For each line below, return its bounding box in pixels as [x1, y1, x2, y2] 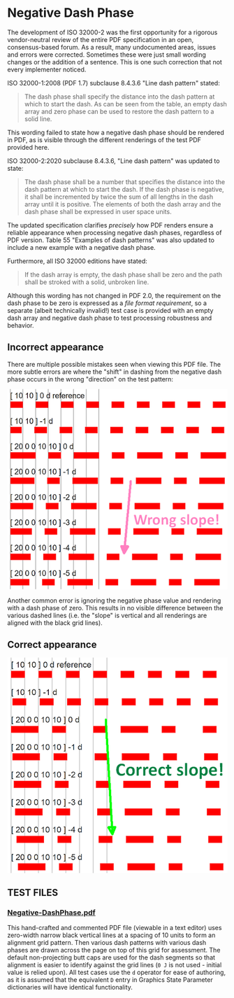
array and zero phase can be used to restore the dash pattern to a [24, 107, 214, 115]
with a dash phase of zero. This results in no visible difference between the [7, 603, 224, 612]
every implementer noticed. [7, 65, 87, 73]
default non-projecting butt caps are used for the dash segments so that [7, 953, 215, 962]
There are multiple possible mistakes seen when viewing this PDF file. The [7, 360, 221, 368]
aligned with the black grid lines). [7, 618, 103, 627]
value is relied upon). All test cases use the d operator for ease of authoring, [7, 968, 226, 977]
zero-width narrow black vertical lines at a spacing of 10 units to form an [7, 931, 216, 939]
